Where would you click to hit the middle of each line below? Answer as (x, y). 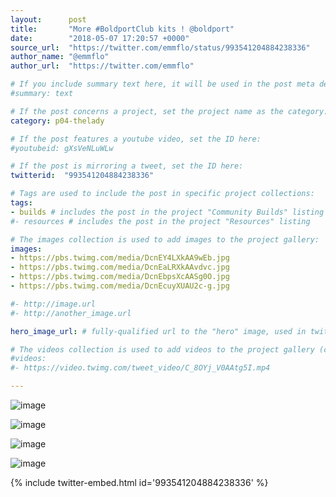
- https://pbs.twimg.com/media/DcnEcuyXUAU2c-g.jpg (120, 286)
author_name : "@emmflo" (60, 57)
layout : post (48, 19)
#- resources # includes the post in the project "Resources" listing (160, 221)
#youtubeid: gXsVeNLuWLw (62, 148)
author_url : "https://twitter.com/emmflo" (102, 66)
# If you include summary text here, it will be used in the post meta (162, 84)
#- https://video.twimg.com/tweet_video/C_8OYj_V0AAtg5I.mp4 (140, 368)
